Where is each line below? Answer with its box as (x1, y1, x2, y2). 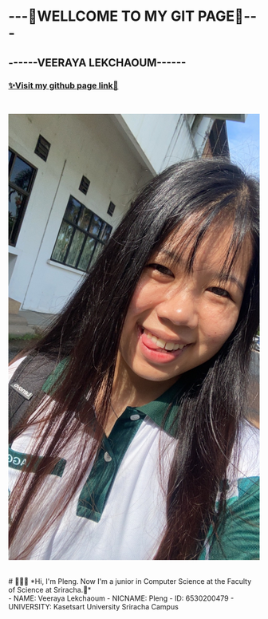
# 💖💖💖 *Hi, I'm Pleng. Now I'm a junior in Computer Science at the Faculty (8, 577, 252, 585)
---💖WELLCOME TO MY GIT (8, 7, 195, 26)
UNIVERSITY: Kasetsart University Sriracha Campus (8, 602, 179, 611)
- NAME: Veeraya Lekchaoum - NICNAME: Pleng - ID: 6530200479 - (8, 593, 235, 603)
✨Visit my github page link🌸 (8, 80, 119, 91)
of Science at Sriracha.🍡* (8, 585, 92, 594)
